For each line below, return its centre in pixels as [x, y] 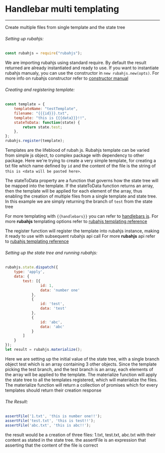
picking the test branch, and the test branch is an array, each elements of [79, 369]
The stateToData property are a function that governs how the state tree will [82, 181]
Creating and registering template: [40, 89]
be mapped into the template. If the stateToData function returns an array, [80, 186]
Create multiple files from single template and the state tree [65, 27]
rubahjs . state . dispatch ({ [31, 267]
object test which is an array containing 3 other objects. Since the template [81, 364]
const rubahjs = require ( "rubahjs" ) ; [44, 53]
